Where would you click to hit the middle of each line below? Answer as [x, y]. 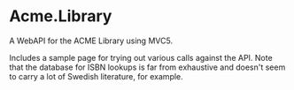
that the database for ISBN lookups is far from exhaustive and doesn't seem [147, 67]
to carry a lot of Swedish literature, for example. [96, 76]
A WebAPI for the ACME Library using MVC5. [91, 41]
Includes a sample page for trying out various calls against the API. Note [141, 57]
